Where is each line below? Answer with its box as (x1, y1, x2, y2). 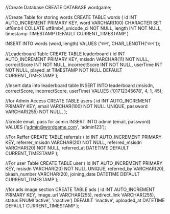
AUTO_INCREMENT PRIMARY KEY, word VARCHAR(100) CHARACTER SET (5, 20, 162, 26)
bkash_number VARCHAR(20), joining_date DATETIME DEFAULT (5, 171, 140, 177)
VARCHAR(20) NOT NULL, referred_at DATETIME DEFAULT (5, 145, 129, 151)
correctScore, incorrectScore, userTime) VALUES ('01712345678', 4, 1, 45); (5, 88, 163, 94)
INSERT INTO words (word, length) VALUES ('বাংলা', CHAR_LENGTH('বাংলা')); (5, 40, 161, 47)
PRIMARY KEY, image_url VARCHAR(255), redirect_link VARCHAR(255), (5, 192, 156, 198)
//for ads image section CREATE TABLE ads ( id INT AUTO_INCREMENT (5, 186, 156, 192)
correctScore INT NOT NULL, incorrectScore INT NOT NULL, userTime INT (5, 61, 163, 68)
